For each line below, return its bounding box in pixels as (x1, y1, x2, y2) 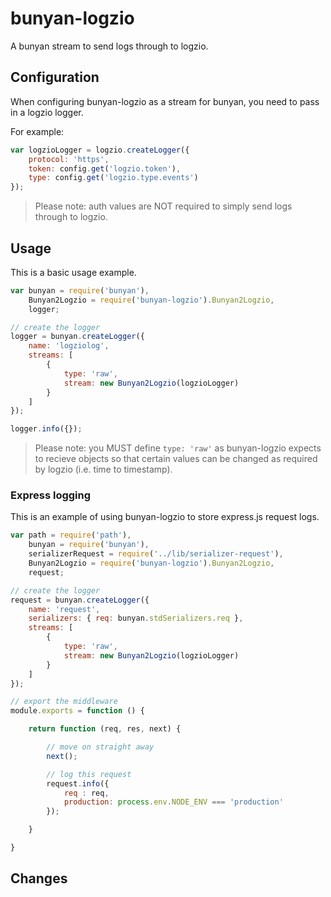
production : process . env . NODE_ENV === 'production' (63, 797, 284, 807)
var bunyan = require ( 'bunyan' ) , (10, 285, 150, 296)
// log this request (46, 769, 132, 779)
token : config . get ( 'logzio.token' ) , (28, 163, 182, 174)
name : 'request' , (28, 604, 101, 614)
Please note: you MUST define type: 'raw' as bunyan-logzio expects (34, 442, 322, 454)
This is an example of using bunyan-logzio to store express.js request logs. (10, 511, 320, 523)
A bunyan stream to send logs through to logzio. (10, 40, 209, 52)
